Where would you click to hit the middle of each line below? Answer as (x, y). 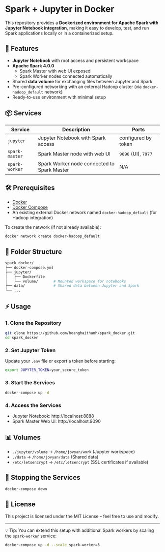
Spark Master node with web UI (74, 153)
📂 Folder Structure (34, 252)
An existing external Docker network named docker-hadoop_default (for (84, 213)
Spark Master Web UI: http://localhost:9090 (56, 421)
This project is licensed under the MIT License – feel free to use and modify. (82, 516)
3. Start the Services (30, 382)
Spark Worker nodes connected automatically (66, 76)
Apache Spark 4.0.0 (33, 65)
